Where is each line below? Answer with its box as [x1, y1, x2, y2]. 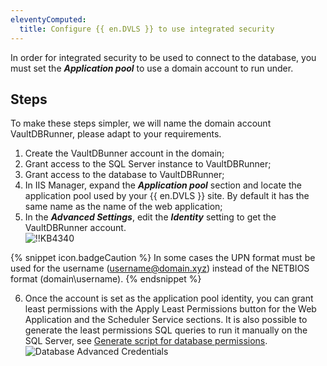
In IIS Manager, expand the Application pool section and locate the [24, 179, 302, 191]
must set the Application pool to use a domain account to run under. [10, 62, 294, 74]
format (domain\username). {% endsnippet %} [10, 273, 202, 285]
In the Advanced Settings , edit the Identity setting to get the [24, 211, 277, 223]
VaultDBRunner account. [24, 222, 127, 234]
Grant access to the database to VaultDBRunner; [24, 169, 225, 181]
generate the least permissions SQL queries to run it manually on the [24, 324, 308, 336]
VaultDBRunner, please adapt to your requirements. [10, 128, 222, 140]
